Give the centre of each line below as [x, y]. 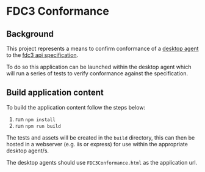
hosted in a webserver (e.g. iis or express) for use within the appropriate [97, 144]
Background [30, 34]
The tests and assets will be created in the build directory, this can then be [101, 137]
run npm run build [38, 125]
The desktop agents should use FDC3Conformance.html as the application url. [102, 162]
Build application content [55, 93]
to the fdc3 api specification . [42, 55]
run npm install [35, 119]
